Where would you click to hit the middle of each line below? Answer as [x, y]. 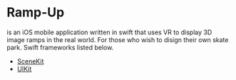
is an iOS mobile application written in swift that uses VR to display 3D [109, 32]
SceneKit [30, 61]
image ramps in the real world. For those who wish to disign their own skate [118, 39]
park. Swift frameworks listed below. [60, 47]
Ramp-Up [36, 12]
